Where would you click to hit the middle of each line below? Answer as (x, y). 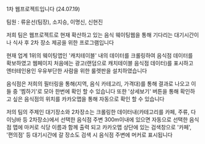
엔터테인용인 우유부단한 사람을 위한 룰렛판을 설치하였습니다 (77, 71)
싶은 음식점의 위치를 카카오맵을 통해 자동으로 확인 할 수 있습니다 (88, 99)
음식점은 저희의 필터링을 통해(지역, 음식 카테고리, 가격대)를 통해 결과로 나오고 (98, 84)
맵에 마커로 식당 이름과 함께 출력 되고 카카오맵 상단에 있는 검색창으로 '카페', (102, 127)
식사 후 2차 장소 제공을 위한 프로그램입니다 (63, 42)
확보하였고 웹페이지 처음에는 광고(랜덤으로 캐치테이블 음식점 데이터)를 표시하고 (100, 63)
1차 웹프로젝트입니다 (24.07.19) (43, 9)
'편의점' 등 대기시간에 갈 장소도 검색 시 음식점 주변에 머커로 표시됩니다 (90, 135)
